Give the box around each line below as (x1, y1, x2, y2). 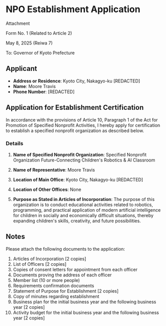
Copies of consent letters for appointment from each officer (13, 266, 138, 272)
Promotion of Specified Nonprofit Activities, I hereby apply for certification (6, 122, 160, 128)
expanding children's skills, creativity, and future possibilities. (13, 218, 141, 224)
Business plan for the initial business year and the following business (13, 299, 156, 305)
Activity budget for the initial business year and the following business (13, 309, 159, 315)
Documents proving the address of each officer (13, 272, 112, 278)
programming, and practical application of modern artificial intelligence (13, 207, 161, 213)
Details (6, 140, 24, 147)
